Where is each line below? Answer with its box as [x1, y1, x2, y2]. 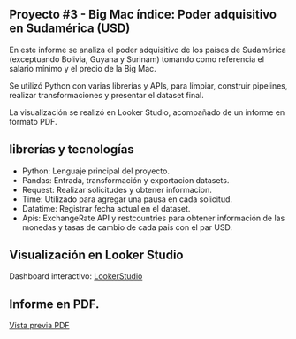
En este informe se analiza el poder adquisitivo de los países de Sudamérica [9, 44, 287, 55]
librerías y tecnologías [9, 142, 134, 158]
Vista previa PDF [9, 320, 70, 331]
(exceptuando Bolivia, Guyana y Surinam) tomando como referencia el [9, 53, 265, 65]
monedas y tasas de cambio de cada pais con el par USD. [21, 221, 232, 233]
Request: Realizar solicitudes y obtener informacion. [21, 184, 212, 195]
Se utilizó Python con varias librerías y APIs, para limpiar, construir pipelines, [9, 80, 288, 91]
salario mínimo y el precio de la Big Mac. [9, 63, 156, 73]
